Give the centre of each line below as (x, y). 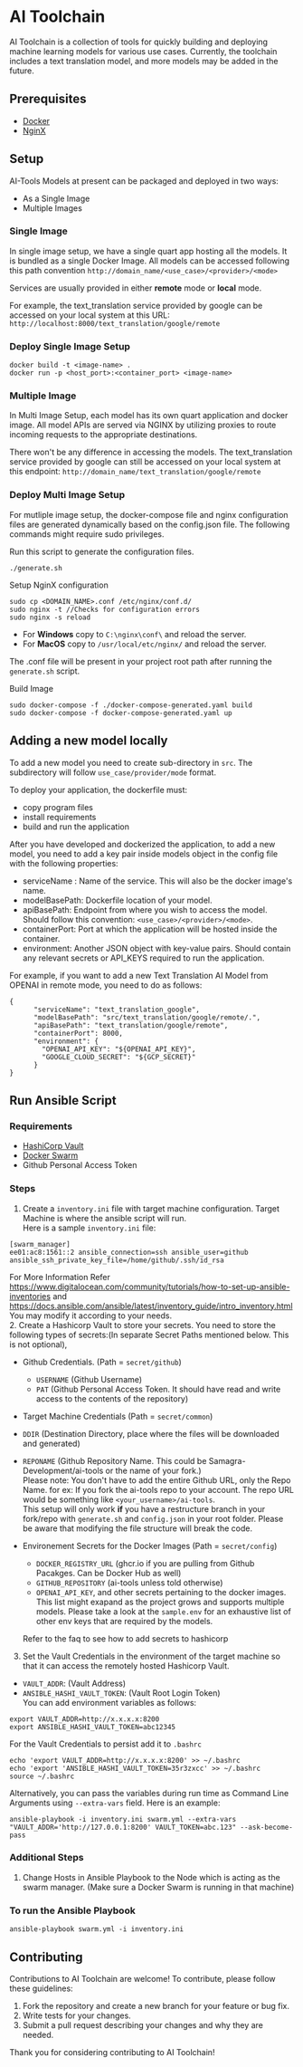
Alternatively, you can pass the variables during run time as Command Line (149, 1793)
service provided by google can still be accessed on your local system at (145, 462)
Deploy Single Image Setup (70, 346)
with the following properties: (64, 863)
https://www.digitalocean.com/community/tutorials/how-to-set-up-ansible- (150, 1287)
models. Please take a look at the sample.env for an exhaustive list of (163, 1611)
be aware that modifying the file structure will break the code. (137, 1528)
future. (22, 71)
